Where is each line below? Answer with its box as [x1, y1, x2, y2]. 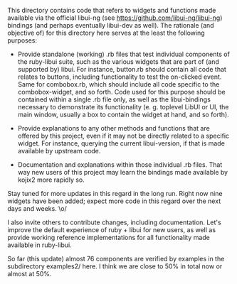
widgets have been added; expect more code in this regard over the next [7, 197, 221, 205]
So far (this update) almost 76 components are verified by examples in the [7, 255, 225, 263]
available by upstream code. [17, 147, 101, 155]
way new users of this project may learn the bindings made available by [17, 168, 228, 176]
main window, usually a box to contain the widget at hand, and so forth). [17, 110, 229, 119]
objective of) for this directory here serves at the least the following [7, 28, 205, 37]
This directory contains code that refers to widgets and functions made [7, 6, 216, 14]
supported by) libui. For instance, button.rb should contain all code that [17, 65, 226, 73]
